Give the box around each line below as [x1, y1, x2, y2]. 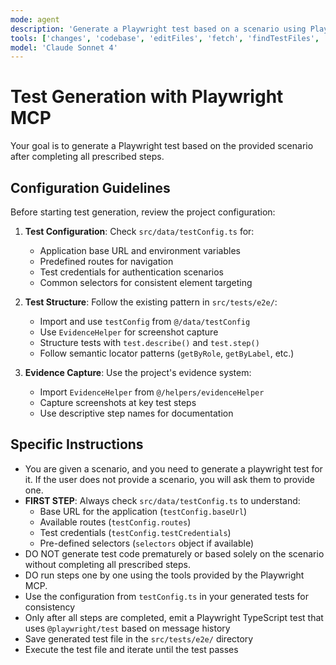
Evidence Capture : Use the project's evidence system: [24, 367, 252, 378]
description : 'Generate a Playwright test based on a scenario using [10, 24, 307, 34]
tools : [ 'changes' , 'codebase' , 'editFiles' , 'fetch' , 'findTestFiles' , [10, 33, 320, 43]
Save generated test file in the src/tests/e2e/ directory [24, 632, 254, 645]
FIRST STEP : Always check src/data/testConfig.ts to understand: [24, 494, 301, 506]
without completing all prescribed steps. [24, 558, 192, 570]
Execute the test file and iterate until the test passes [24, 643, 239, 655]
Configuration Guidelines [10, 179, 171, 196]
